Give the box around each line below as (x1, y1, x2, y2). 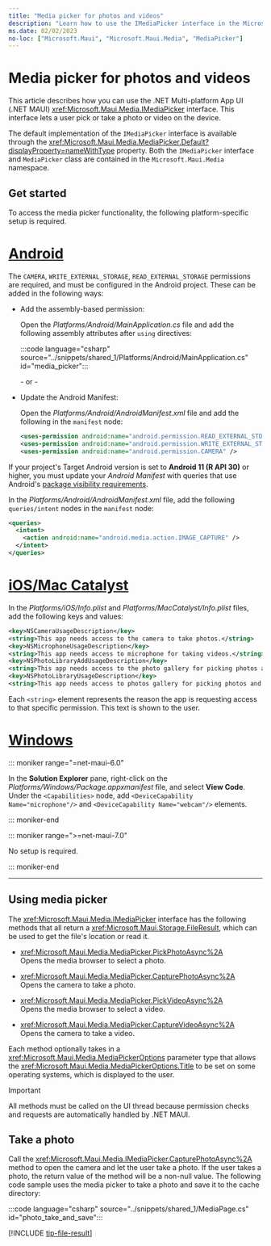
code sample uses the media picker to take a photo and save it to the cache (8, 1180, 260, 1189)
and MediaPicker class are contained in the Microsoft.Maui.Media (8, 154, 224, 164)
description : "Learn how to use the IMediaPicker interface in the (8, 19, 240, 27)
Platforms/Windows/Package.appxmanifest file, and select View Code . (8, 782, 246, 791)
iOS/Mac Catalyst (8, 577, 129, 594)
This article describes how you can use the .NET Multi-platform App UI (8, 96, 244, 106)
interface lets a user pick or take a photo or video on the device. (8, 113, 222, 123)
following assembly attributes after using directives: (19, 328, 192, 338)
